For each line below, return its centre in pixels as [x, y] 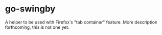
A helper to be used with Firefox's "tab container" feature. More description [81, 22]
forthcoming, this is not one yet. [37, 27]
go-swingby [30, 9]
